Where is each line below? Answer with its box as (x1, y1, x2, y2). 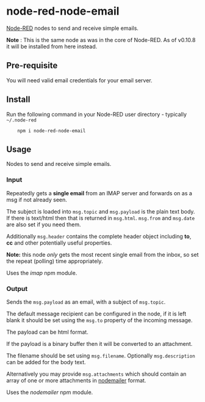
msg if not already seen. (6, 196, 67, 203)
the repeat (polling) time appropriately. (6, 257, 103, 265)
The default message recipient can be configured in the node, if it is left (6, 310, 187, 317)
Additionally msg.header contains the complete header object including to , (6, 232, 192, 240)
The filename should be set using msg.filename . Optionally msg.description (6, 352, 195, 359)
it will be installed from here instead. (6, 43, 98, 50)
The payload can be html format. (6, 328, 88, 336)
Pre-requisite (6, 60, 58, 71)
